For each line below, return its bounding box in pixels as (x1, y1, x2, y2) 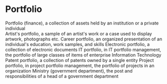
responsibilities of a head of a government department (5, 73, 119, 79)
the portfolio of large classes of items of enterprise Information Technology (5, 51, 161, 58)
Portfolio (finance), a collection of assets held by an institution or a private (5, 20, 159, 26)
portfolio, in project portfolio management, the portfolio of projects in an (5, 62, 155, 68)
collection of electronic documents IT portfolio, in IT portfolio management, (5, 46, 161, 52)
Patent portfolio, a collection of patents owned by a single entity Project (5, 57, 154, 63)
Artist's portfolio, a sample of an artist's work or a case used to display (5, 30, 152, 36)
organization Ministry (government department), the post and (5, 67, 133, 73)
